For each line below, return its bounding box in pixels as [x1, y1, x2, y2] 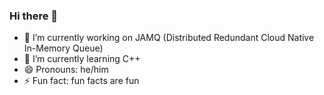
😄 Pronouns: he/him [23, 64, 109, 76]
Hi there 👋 [9, 9, 59, 23]
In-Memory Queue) [23, 42, 104, 54]
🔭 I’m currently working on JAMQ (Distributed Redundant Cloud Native [23, 32, 315, 44]
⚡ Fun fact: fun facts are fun [23, 75, 140, 87]
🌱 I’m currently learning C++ [23, 53, 141, 65]
